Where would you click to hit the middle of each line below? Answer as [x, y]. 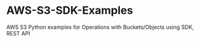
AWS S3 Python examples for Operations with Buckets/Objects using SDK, [100, 27]
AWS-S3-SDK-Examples [70, 10]
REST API [18, 33]
